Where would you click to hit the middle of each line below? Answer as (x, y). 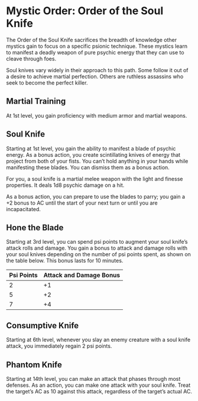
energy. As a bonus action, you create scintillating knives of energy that (93, 154)
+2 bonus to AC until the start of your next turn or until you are (82, 203)
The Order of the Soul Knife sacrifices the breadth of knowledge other (92, 40)
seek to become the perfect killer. (47, 83)
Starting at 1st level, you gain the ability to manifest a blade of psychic (91, 148)
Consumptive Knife (43, 326)
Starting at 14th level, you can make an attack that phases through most (93, 379)
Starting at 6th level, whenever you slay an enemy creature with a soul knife (98, 340)
